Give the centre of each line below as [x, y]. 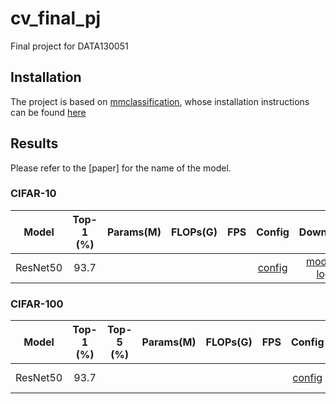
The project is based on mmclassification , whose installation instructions [160, 101]
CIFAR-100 [37, 304]
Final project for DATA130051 [69, 46]
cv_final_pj [56, 18]
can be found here [48, 112]
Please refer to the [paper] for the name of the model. [121, 168]
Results [34, 143]
